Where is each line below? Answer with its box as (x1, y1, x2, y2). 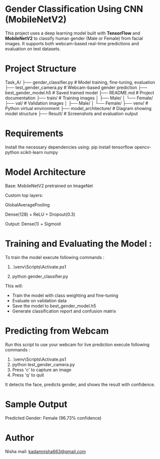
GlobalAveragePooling (5, 201, 50, 207)
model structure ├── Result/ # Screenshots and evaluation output (5, 111, 138, 116)
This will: (5, 283, 23, 288)
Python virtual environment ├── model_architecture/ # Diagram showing (5, 105, 152, 111)
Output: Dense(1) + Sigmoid (5, 221, 61, 227)
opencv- (134, 144, 152, 150)
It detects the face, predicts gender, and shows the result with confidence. (5, 381, 156, 387)
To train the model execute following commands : (5, 254, 105, 260)
